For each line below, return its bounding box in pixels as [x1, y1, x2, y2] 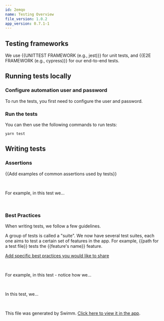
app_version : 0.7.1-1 [5, 21, 50, 26]
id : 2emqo [5, 7, 26, 12]
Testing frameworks [5, 39, 69, 47]
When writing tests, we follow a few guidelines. [5, 223, 101, 229]
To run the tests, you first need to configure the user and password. [5, 98, 143, 104]
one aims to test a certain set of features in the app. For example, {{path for [5, 238, 159, 244]
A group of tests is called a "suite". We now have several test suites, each [5, 233, 155, 239]
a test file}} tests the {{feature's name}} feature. [5, 243, 103, 249]
